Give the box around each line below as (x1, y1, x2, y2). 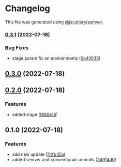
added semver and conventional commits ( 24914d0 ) (12, 156, 117, 162)
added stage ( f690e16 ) (12, 111, 58, 117)
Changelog (5, 3, 50, 14)
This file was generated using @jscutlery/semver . (5, 19, 104, 25)
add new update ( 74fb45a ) (12, 151, 66, 157)
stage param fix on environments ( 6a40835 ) (12, 56, 101, 61)
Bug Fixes (5, 44, 29, 51)
